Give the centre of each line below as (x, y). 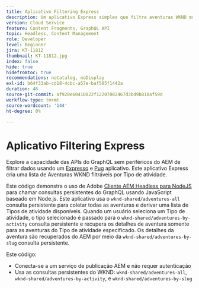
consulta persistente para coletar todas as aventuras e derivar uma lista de (97, 205)
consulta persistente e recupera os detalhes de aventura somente (109, 224)
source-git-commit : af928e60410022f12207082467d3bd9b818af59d (84, 94)
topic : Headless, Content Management (53, 34)
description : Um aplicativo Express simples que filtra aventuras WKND (96, 17)
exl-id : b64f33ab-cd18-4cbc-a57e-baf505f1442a (65, 84)
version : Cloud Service (36, 23)
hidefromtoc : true (29, 72)
